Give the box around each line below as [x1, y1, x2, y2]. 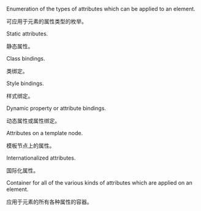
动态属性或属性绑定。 [6, 117, 60, 124]
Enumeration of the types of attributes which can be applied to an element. [6, 6, 196, 12]
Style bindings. [6, 80, 44, 87]
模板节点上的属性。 [6, 142, 55, 149]
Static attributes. [6, 30, 48, 37]
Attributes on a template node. [6, 130, 83, 136]
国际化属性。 [6, 167, 39, 174]
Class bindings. [6, 55, 45, 62]
